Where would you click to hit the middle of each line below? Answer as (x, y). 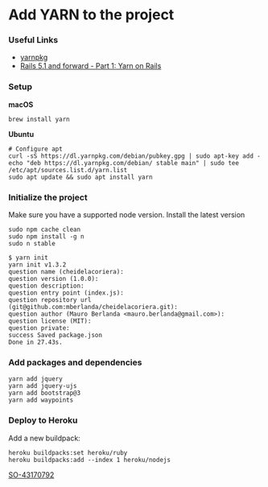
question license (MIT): (50, 321)
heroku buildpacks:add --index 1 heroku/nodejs (90, 460)
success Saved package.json (56, 336)
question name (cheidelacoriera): (66, 272)
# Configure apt (35, 149)
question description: (46, 286)
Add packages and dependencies (75, 362)
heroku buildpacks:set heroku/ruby (68, 452)
